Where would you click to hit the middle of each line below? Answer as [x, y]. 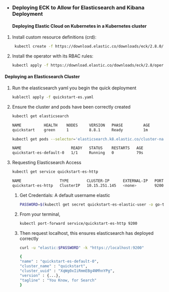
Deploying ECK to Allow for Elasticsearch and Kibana [78, 8]
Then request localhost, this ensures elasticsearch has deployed [87, 233]
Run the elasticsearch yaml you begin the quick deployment [74, 88]
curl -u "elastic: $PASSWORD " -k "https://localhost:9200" [82, 248]
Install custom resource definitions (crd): [54, 37]
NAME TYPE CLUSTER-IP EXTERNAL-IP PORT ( [89, 181]
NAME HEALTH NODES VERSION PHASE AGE [81, 125]
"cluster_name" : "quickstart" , [53, 266]
